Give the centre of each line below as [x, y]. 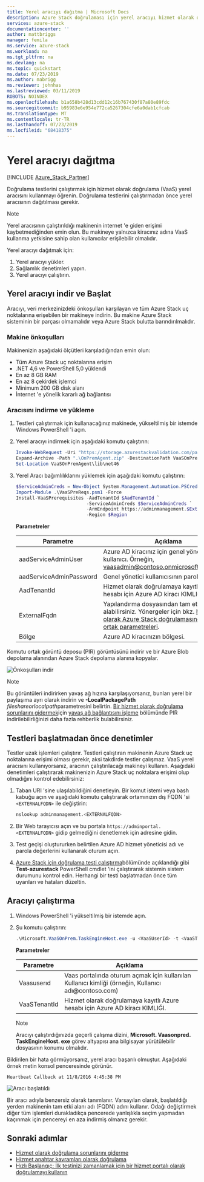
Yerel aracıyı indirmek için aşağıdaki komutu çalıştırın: [82, 441]
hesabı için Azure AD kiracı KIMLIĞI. [115, 1008]
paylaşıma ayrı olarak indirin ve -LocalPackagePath [71, 700]
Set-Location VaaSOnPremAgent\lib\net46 [67, 464]
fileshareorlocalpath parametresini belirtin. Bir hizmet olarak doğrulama [95, 706]
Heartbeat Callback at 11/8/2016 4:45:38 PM [64, 1077]
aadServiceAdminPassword [58, 577]
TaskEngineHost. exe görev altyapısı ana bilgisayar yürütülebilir [95, 1041]
